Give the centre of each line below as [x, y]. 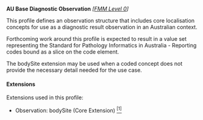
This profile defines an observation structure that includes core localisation [101, 20]
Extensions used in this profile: [45, 97]
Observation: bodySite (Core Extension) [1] [68, 110]
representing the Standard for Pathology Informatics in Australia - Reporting [101, 45]
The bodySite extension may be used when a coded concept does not [94, 64]
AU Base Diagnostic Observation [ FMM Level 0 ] [68, 9]
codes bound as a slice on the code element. [63, 52]
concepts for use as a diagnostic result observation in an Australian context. [102, 27]
